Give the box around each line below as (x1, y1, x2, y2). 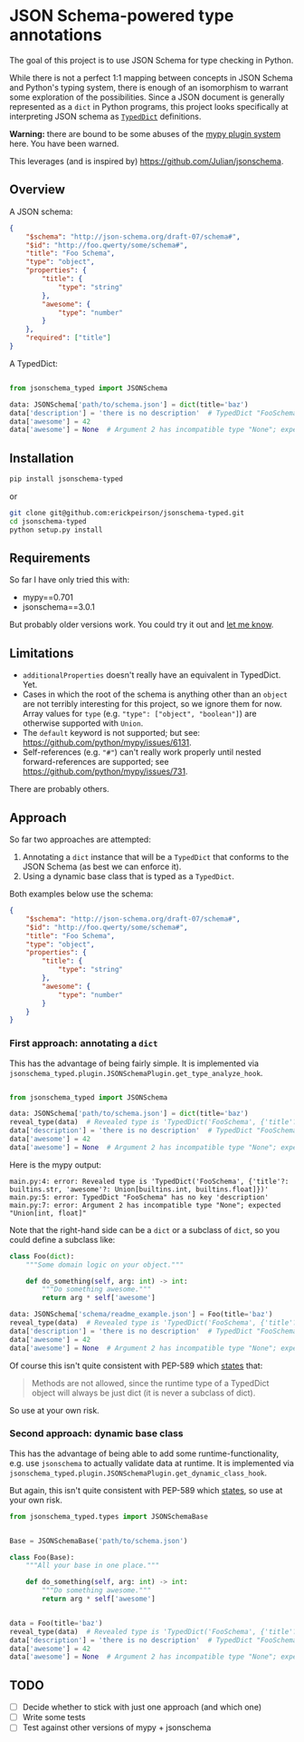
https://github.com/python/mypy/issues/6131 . (22, 737, 192, 749)
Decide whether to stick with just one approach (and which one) (22, 1702, 262, 1713)
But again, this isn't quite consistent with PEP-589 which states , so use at (9, 1484, 283, 1495)
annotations (9, 24, 102, 45)
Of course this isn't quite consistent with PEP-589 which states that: (9, 1360, 263, 1371)
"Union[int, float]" (9, 1209, 88, 1218)
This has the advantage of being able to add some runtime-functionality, (9, 1448, 280, 1459)
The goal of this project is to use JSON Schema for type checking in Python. (9, 54, 294, 65)
